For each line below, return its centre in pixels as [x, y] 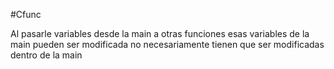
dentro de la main [46, 55]
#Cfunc [26, 14]
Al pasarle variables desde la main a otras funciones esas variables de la [160, 33]
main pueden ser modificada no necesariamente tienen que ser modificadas [167, 44]
